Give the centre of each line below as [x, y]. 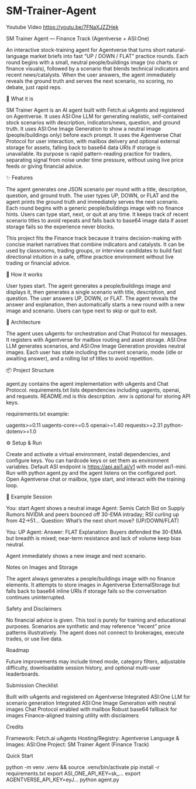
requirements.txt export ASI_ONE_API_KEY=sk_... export [73, 773]
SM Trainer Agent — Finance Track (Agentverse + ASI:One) [78, 38]
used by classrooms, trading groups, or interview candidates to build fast [94, 250]
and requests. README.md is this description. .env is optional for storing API [98, 396]
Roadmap [18, 650]
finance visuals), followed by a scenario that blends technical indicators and [97, 68]
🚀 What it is [20, 99]
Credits [15, 727]
